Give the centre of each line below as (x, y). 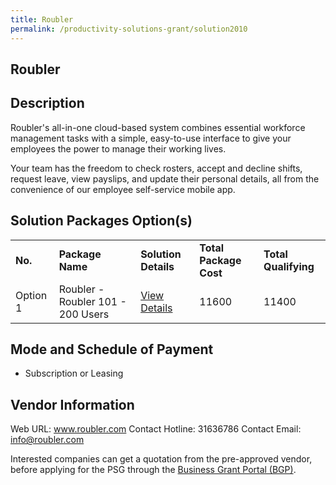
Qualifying (289, 266)
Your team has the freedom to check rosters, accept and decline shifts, (156, 168)
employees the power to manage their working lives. (118, 148)
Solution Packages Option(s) (101, 221)
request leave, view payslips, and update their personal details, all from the (165, 178)
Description (47, 103)
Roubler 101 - (92, 301)
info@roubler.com (47, 440)
